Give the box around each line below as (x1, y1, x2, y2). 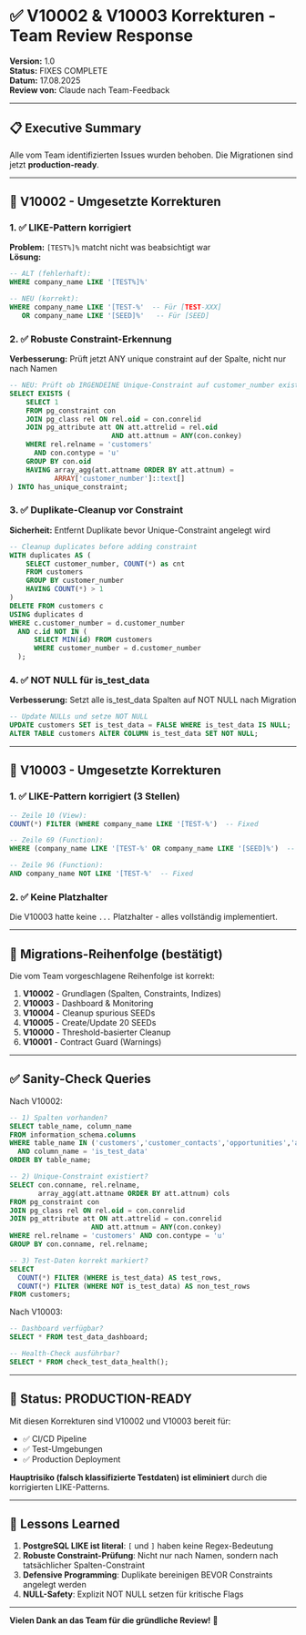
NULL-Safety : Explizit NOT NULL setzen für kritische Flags (22, 1589, 244, 1599)
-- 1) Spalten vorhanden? (9, 1113, 107, 1122)
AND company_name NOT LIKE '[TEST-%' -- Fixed (9, 869, 194, 879)
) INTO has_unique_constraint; (9, 482, 128, 492)
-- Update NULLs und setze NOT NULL (9, 712, 148, 721)
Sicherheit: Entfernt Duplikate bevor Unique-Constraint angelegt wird (9, 525, 271, 536)
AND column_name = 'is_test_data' (17, 1147, 148, 1157)
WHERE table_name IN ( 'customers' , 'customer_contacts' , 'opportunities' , (9, 1139, 291, 1148)
